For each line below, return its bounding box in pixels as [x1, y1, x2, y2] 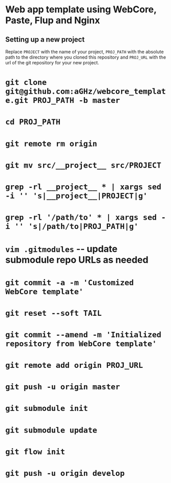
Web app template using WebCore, [5, 4, 157, 15]
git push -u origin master [5, 382, 120, 392]
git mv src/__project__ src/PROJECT [5, 160, 162, 170]
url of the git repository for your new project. [5, 60, 99, 65]
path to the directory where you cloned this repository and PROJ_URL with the [5, 54, 166, 60]
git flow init [5, 446, 66, 456]
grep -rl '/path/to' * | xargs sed [5, 212, 157, 222]
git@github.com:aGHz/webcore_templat [5, 86, 166, 96]
